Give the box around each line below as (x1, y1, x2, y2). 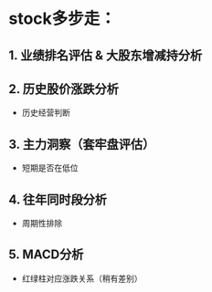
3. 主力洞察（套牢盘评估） (8, 136, 155, 151)
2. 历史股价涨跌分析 (8, 81, 120, 97)
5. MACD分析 (8, 247, 84, 263)
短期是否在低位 (21, 162, 79, 173)
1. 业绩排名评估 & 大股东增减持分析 (8, 47, 203, 63)
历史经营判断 (21, 107, 70, 119)
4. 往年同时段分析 (8, 192, 107, 207)
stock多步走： (8, 8, 116, 29)
